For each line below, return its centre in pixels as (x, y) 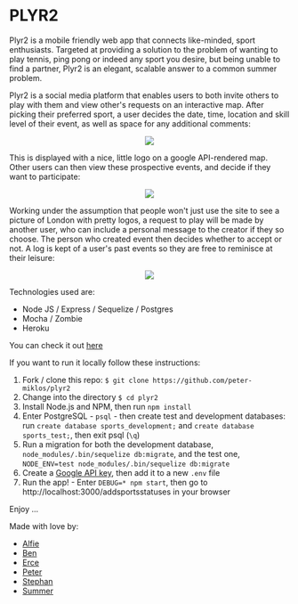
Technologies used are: (52, 291)
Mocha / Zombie (52, 318)
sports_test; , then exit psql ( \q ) (81, 435)
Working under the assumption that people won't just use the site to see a (145, 210)
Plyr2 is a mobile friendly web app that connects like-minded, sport (133, 40)
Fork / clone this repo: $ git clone (85, 380)
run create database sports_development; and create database (138, 425)
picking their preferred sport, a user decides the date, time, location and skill (149, 114)
